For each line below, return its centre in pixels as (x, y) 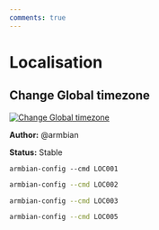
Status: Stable (36, 152)
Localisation (56, 62)
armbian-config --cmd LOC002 (64, 184)
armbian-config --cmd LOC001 (64, 169)
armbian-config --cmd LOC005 (64, 217)
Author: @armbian (44, 134)
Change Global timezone (79, 96)
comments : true (38, 18)
